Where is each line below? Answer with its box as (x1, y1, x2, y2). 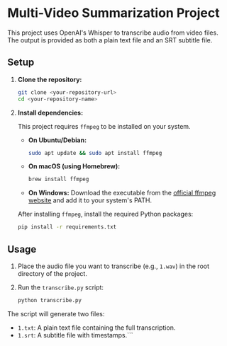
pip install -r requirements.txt (17, 224, 117, 231)
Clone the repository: (17, 75, 82, 83)
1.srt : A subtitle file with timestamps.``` (17, 330, 133, 339)
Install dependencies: (17, 108, 84, 117)
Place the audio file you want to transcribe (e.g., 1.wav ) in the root (17, 262, 210, 270)
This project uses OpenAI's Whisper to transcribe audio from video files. (7, 28, 218, 37)
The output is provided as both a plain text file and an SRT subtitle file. (7, 35, 213, 44)
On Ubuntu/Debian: (28, 136, 87, 144)
